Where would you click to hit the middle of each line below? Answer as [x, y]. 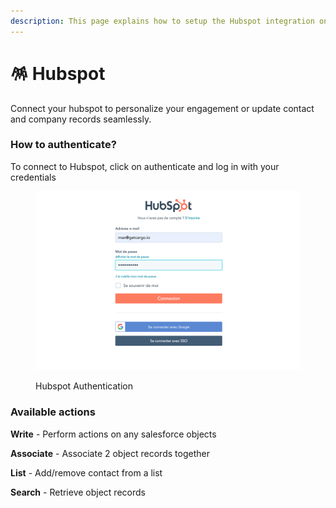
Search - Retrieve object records [78, 492]
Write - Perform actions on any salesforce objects [113, 434]
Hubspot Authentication [84, 386]
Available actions [53, 412]
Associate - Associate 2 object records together [110, 453]
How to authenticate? [63, 145]
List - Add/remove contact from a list [86, 472]
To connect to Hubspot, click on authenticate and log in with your [145, 166]
